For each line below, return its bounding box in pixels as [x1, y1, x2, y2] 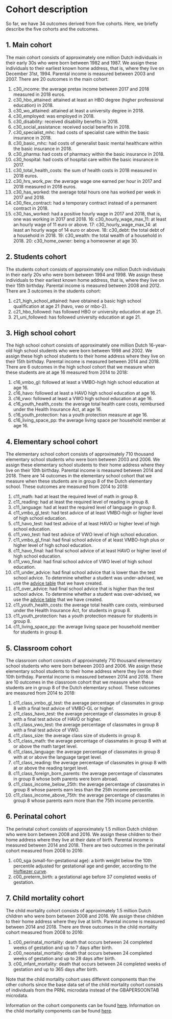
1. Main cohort [6, 41, 52, 50]
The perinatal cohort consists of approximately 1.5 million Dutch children [6, 826, 158, 832]
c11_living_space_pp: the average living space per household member [13, 624, 160, 630]
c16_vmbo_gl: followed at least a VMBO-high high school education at [13, 379, 160, 385]
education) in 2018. [13, 102, 54, 108]
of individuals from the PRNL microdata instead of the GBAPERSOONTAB [6, 987, 159, 993]
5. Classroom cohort [6, 644, 72, 652]
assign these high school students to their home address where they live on [6, 353, 165, 359]
